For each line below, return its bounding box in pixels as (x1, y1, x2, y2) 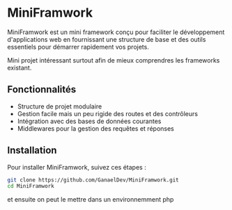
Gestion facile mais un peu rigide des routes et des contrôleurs (17, 109, 199, 118)
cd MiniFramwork (7, 183, 54, 190)
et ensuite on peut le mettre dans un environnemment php (7, 195, 174, 204)
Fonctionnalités (7, 83, 77, 95)
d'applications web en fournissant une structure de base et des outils (7, 35, 206, 43)
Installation (7, 145, 57, 156)
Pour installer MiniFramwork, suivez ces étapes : (7, 163, 146, 171)
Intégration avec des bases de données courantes (17, 117, 162, 125)
